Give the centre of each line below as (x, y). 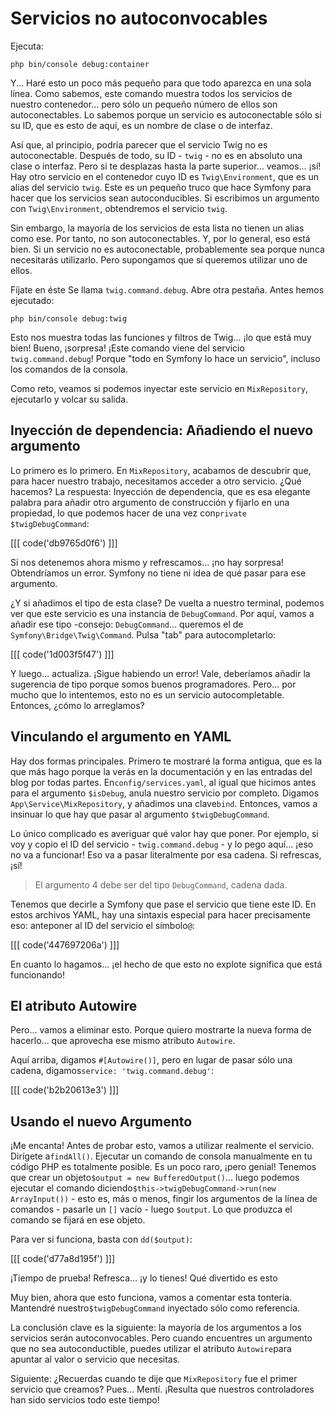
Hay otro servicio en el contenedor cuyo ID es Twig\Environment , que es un (164, 176)
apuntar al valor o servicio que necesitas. (95, 1359)
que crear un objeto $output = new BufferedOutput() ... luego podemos (155, 1178)
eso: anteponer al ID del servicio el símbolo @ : (102, 925)
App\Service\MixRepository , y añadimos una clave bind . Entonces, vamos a (164, 803)
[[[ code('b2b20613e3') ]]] (65, 1090)
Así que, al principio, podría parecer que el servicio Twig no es (139, 144)
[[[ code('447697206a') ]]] (65, 944)
